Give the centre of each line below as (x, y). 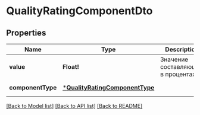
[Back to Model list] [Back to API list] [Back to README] (74, 106)
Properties (26, 33)
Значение (174, 59)
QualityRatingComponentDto (79, 11)
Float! (71, 67)
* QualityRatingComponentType (108, 87)
